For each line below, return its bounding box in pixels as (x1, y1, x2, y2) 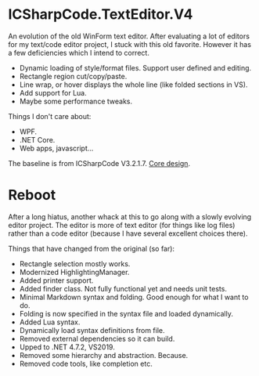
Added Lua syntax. (19, 317, 81, 327)
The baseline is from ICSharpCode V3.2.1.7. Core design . (8, 158, 190, 168)
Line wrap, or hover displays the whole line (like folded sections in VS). (19, 80, 248, 89)
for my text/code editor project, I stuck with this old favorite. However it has (8, 39, 252, 49)
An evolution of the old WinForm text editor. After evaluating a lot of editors (8, 31, 250, 41)
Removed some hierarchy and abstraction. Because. (19, 350, 189, 360)
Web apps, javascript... (19, 143, 94, 153)
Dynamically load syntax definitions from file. (19, 325, 166, 334)
